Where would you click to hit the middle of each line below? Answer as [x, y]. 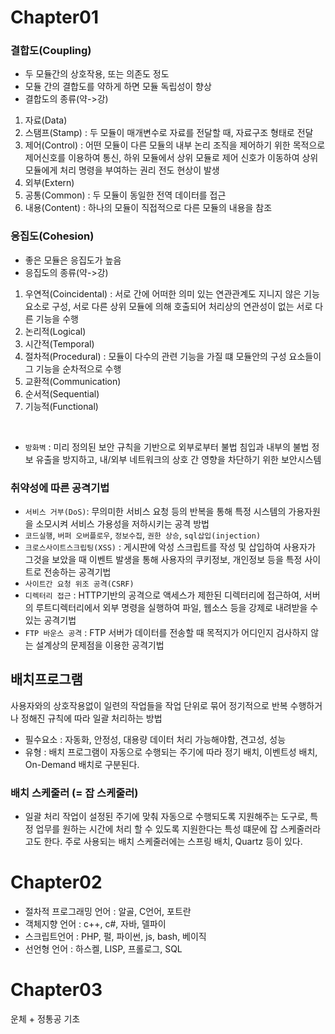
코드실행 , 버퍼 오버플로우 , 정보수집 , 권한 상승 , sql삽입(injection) [143, 535]
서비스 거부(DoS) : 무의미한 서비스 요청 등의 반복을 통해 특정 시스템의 [155, 512]
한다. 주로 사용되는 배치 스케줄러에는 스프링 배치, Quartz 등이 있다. [173, 842]
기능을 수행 [57, 318]
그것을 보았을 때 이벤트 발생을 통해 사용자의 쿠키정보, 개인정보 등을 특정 [163, 560]
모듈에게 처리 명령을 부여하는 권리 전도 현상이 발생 [122, 170]
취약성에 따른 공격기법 [60, 488]
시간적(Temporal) [59, 343]
